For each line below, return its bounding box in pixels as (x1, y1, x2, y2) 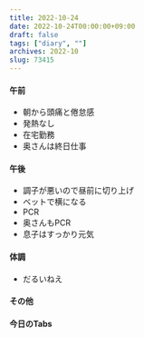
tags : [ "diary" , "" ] (9, 38, 88, 48)
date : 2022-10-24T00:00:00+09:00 (9, 22, 136, 31)
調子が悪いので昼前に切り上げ (22, 185, 134, 196)
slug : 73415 (9, 55, 54, 64)
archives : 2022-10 (9, 47, 79, 56)
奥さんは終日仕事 (22, 141, 87, 152)
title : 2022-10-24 (9, 13, 79, 23)
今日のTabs (9, 318, 53, 329)
